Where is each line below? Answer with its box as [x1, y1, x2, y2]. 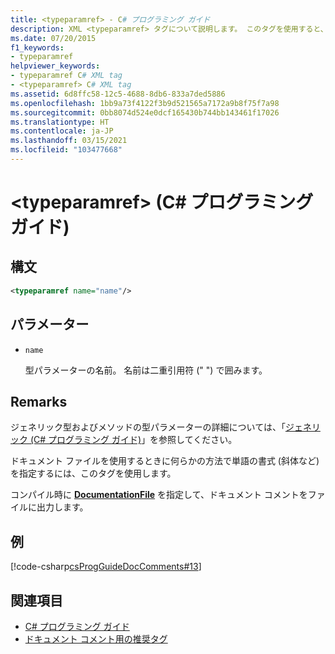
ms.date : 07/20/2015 [10, 33, 97, 43]
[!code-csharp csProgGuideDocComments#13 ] [10, 561, 202, 573]
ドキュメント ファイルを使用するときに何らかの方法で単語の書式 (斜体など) [10, 455, 320, 467]
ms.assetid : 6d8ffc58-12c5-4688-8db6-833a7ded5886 [10, 89, 226, 99]
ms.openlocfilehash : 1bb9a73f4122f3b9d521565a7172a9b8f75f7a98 [10, 98, 280, 108]
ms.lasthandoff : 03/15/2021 [10, 136, 128, 146]
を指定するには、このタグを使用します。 [10, 467, 177, 480]
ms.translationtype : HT [10, 117, 110, 127]
